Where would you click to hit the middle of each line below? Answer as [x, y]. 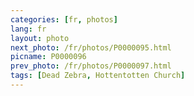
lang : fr [28, 29]
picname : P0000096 [48, 57]
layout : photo [40, 38]
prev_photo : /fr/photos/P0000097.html [91, 66]
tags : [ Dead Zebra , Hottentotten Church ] [98, 76]
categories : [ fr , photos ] [64, 19]
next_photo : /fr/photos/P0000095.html [91, 47]
